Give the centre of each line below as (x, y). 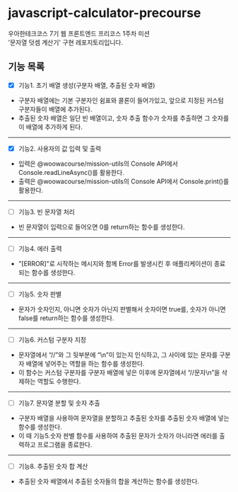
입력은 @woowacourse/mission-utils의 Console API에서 (98, 164)
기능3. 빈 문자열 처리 (46, 212)
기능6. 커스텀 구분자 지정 (52, 340)
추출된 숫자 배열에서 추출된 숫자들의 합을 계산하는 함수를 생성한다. (109, 481)
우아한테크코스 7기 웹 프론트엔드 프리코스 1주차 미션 (79, 33)
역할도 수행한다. (59, 382)
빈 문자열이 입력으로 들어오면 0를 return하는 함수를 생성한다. (102, 227)
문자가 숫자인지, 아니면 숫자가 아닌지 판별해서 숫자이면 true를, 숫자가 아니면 (122, 309)
